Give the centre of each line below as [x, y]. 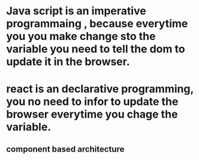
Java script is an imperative [76, 11]
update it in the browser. [68, 62]
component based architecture [65, 149]
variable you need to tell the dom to [96, 49]
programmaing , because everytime [97, 24]
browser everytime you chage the [92, 114]
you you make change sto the [81, 36]
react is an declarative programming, [100, 89]
